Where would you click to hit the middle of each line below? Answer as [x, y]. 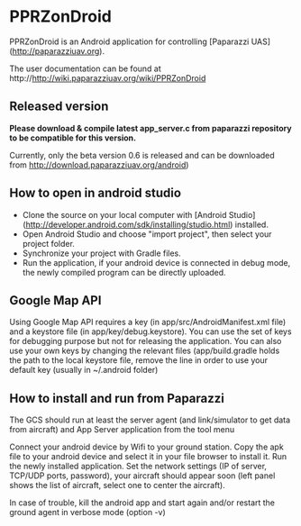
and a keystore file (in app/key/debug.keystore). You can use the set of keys [150, 331]
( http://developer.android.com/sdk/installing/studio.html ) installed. [145, 224]
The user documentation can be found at [86, 68]
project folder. [48, 243]
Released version [59, 107]
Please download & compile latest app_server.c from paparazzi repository [150, 128]
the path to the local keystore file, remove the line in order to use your [139, 360]
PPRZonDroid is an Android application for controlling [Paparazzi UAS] [140, 41]
